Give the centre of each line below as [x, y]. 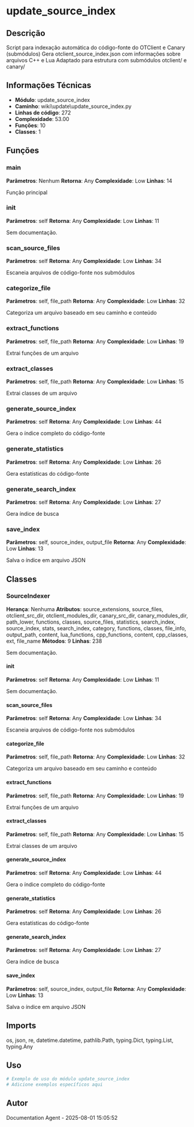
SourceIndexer [28, 596]
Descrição [26, 33]
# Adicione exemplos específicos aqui [54, 1085]
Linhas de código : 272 [43, 113]
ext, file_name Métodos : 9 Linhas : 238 [54, 641]
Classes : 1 [28, 132]
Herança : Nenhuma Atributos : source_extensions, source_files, [85, 609]
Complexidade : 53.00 [42, 119]
